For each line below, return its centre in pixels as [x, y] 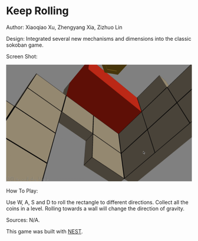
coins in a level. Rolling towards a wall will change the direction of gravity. [95, 209]
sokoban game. [25, 45]
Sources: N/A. [23, 220]
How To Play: [22, 191]
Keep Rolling [37, 11]
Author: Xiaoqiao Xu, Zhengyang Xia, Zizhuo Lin [64, 27]
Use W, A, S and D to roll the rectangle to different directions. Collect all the [97, 202]
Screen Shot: [22, 56]
